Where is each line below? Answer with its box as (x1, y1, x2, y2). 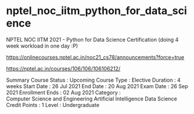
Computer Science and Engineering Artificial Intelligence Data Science (6, 95, 177, 102)
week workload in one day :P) (6, 42, 78, 49)
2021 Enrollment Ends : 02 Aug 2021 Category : (6, 89, 121, 96)
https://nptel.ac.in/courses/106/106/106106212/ (6, 65, 121, 72)
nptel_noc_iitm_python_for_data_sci (6, 4, 188, 18)
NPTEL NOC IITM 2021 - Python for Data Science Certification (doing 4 (6, 36, 179, 43)
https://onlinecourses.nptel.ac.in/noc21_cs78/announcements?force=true (6, 53, 185, 61)
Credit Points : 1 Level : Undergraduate (6, 101, 100, 108)
